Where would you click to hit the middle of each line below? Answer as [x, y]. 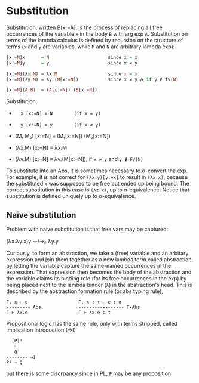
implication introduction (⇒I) [41, 330]
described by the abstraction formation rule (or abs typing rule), [85, 291]
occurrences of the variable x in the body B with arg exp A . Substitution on [97, 33]
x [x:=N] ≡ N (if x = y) [61, 114]
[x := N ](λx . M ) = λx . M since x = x [72, 74]
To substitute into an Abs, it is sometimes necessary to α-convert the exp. [97, 171]
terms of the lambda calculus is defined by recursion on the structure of [95, 40]
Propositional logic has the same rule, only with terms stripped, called [92, 324]
